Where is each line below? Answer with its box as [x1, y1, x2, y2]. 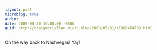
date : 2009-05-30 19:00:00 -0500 [5, 21, 75, 26]
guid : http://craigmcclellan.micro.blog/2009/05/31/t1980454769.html [5, 26, 153, 31]
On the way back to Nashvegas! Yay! [5, 39, 80, 45]
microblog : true [5, 12, 39, 17]
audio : [5, 16, 19, 21]
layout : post [5, 7, 32, 12]
